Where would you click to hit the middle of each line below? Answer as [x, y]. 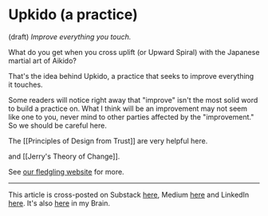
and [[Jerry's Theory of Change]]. [64, 156]
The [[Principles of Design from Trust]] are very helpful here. [108, 140]
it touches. [26, 84]
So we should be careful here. [58, 125]
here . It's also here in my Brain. [59, 203]
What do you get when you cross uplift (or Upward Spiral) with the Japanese [134, 52]
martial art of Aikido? [43, 61]
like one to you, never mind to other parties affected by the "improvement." [131, 116]
